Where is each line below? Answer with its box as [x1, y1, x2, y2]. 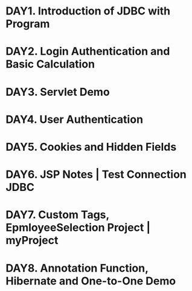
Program [5, 17, 50, 31]
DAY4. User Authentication [5, 113, 143, 126]
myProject [5, 234, 59, 248]
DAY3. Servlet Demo [5, 85, 110, 99]
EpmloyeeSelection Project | [5, 221, 151, 234]
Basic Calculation [5, 57, 95, 71]
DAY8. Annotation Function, [5, 261, 149, 275]
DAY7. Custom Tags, [5, 208, 110, 222]
